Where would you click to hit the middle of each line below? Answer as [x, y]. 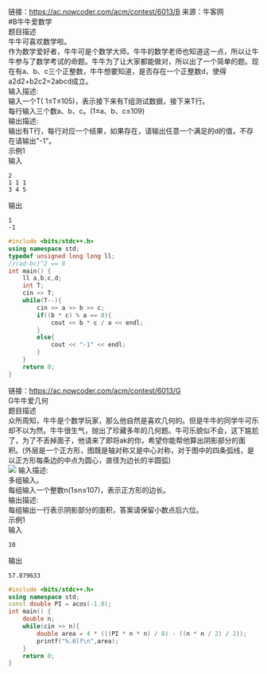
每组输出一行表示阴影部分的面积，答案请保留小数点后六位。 [106, 509]
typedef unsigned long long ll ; [62, 256]
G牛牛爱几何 [29, 401]
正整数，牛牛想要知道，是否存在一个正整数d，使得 [145, 71]
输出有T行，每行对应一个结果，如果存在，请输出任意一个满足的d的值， [124, 131]
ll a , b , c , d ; [42, 278]
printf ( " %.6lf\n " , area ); [78, 641]
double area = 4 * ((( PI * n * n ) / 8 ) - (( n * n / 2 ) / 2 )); [142, 633]
